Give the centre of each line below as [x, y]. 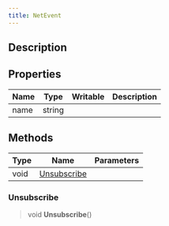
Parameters [117, 160]
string [53, 110]
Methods [31, 138]
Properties [35, 75]
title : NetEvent [35, 15]
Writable [88, 96]
